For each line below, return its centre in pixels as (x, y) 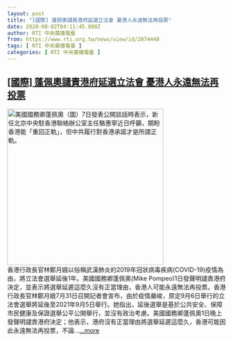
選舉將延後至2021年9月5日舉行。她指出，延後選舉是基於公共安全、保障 (121, 304)
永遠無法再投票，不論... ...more (56, 330)
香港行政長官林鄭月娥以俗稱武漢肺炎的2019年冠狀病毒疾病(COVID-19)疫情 (112, 269)
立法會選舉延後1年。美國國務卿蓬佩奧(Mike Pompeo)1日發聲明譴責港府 (126, 278)
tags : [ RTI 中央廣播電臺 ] (44, 46)
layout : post (26, 14)
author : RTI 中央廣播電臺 (42, 33)
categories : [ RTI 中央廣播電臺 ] (54, 53)
